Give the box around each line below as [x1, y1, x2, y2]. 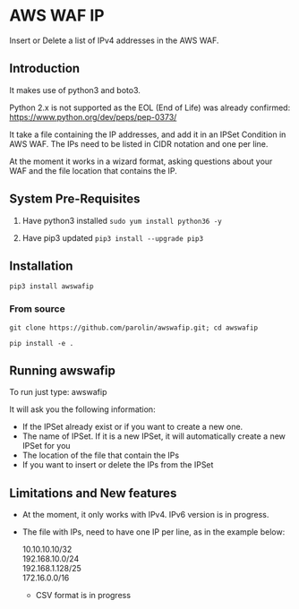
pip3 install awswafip [9, 282, 94, 291]
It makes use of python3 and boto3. [9, 84, 141, 95]
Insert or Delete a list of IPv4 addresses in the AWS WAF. [9, 35, 219, 46]
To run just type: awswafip [9, 387, 107, 398]
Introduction [9, 61, 81, 76]
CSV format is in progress [35, 590, 132, 601]
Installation [9, 258, 73, 273]
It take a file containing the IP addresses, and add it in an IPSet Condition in [9, 129, 286, 140]
